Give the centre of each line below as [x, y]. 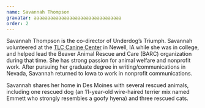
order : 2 [17, 23]
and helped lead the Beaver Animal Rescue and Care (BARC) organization [99, 54]
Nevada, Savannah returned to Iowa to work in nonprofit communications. [99, 74]
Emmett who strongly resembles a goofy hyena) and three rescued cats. [97, 98]
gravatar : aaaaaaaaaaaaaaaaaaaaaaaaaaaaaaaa [64, 18]
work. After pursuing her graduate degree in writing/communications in [96, 67]
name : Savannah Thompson [38, 12]
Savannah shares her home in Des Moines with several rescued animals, [98, 85]
